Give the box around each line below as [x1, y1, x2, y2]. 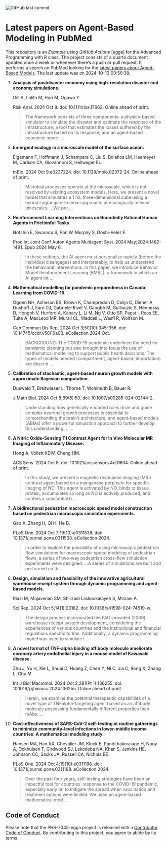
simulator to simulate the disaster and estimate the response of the [25, 119, 162, 125]
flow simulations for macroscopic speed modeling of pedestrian [25, 549, 155, 555]
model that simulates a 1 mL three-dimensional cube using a [25, 194, 148, 200]
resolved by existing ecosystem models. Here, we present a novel [25, 189, 160, 195]
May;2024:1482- [127, 239, 162, 245]
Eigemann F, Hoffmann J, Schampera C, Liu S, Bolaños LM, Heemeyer [12, 154, 156, 160]
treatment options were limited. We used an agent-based [25, 791, 141, 797]
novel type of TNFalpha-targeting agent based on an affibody [25, 700, 151, 706]
